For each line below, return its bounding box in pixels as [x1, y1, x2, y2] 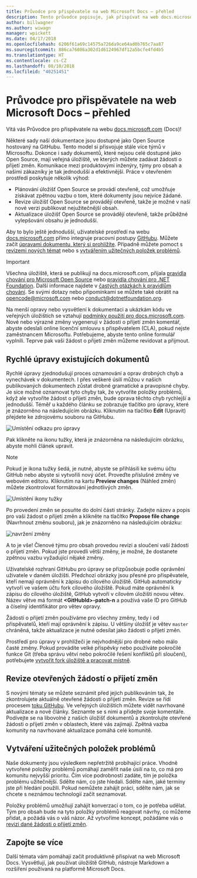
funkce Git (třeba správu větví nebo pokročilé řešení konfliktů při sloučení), [6, 650, 187, 657]
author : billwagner [6, 19, 54, 25]
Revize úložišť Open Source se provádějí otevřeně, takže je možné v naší [14, 198, 191, 205]
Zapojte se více [6, 838, 63, 848]
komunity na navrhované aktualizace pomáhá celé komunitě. [6, 727, 152, 734]
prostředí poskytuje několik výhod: [6, 174, 90, 182]
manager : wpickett [6, 30, 51, 36]
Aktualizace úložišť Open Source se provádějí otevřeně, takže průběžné [14, 211, 188, 218]
